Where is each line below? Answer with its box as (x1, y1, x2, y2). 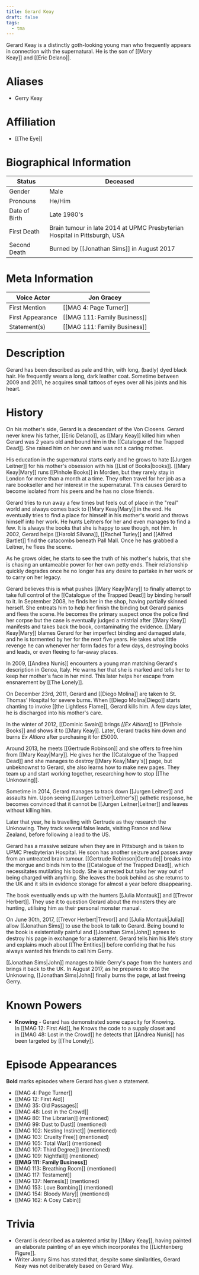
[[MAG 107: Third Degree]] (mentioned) (14, 1146, 111, 1153)
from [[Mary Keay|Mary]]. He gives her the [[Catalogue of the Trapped (6, 751, 178, 758)
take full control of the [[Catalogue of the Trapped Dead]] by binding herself (6, 591, 191, 599)
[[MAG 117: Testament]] (14, 1171, 72, 1178)
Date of (9, 207, 30, 215)
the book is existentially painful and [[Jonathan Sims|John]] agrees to (6, 928, 176, 935)
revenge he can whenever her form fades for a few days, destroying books (6, 642, 189, 649)
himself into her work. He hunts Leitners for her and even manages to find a (6, 518, 191, 525)
